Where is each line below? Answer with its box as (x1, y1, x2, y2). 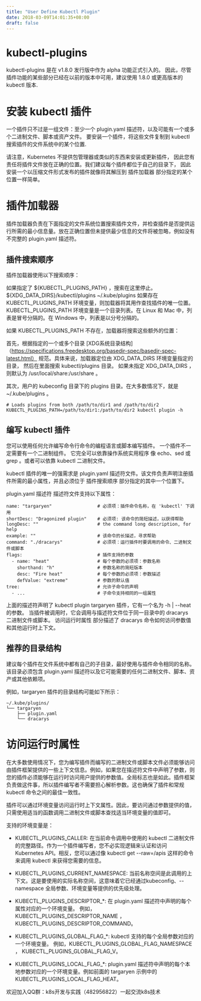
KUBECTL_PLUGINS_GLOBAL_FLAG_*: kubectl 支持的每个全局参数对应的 (14, 933, 194, 940)
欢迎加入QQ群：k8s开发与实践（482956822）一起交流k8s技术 (6, 988, 161, 995)
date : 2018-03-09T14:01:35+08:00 (6, 14, 90, 20)
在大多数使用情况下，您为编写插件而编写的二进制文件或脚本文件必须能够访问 (6, 759, 195, 766)
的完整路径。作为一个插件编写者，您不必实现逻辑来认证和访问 (14, 841, 167, 849)
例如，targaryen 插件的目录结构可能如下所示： (6, 688, 121, 695)
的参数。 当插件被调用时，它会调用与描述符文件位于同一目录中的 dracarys (6, 609, 188, 616)
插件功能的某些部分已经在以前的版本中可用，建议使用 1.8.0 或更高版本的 (6, 74, 184, 81)
